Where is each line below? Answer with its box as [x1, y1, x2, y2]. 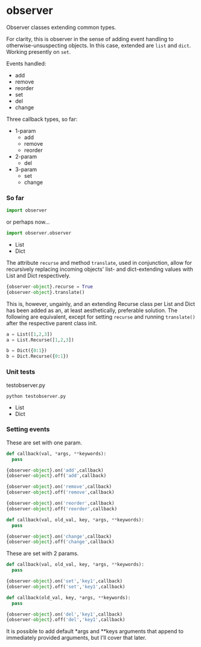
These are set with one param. [6, 439, 83, 446]
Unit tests [6, 368, 36, 376]
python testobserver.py [6, 393, 66, 399]
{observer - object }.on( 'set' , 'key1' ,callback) [6, 578, 123, 584]
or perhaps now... [6, 218, 50, 226]
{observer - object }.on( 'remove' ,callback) [6, 484, 112, 490]
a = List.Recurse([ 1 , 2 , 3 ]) [6, 337, 74, 343]
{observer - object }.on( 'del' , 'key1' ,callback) [6, 611, 123, 617]
